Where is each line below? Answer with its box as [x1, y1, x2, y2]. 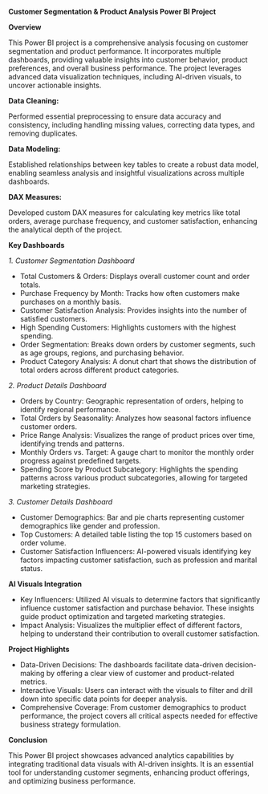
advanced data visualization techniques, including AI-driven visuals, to [8, 72, 242, 81]
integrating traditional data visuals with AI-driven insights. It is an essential [8, 760, 254, 768]
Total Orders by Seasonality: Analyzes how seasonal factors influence [19, 413, 251, 423]
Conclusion [8, 735, 48, 744]
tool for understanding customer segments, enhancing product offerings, [8, 768, 250, 777]
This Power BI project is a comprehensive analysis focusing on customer [8, 38, 249, 47]
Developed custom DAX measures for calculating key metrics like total [8, 208, 241, 217]
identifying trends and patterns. [19, 439, 124, 448]
